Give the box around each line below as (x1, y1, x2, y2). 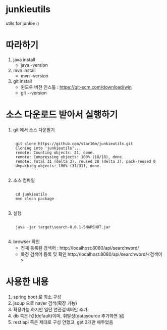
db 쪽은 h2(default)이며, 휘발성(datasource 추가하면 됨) (13, 312, 125, 319)
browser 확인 (13, 239, 40, 245)
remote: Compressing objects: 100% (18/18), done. (15, 154, 124, 160)
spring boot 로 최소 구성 (13, 294, 62, 300)
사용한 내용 (6, 276, 49, 288)
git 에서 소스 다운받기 (13, 126, 55, 132)
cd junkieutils (15, 192, 47, 197)
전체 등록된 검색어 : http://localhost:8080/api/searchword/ (20, 245, 139, 251)
